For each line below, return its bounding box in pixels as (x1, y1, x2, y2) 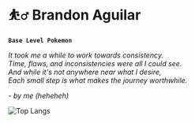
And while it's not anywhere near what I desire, (8, 67, 162, 76)
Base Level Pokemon (8, 36, 73, 44)
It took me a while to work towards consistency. (8, 50, 164, 60)
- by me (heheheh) (8, 91, 69, 100)
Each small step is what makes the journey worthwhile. (8, 75, 188, 85)
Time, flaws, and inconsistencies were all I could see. (8, 58, 182, 68)
